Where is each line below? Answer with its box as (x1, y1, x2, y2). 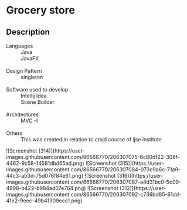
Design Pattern (6, 67, 42, 74)
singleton (21, 74, 43, 80)
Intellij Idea (21, 92, 47, 99)
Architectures (6, 111, 39, 118)
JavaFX (21, 55, 39, 62)
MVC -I (21, 117, 38, 124)
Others (6, 130, 23, 137)
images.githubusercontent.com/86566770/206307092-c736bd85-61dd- (6, 191, 182, 198)
